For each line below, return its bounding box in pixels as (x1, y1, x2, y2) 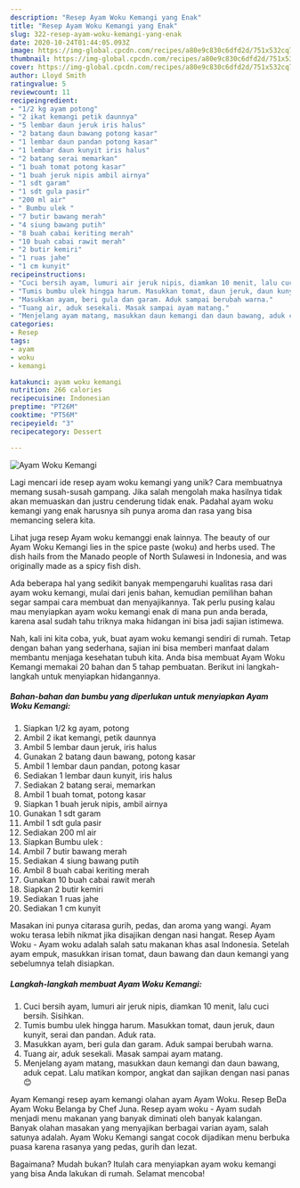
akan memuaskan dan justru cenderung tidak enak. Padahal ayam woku (10, 496, 274, 507)
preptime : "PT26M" (10, 402, 78, 411)
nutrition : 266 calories (10, 385, 102, 395)
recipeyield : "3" (10, 418, 75, 428)
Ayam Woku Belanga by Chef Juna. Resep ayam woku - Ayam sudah (10, 1103, 262, 1115)
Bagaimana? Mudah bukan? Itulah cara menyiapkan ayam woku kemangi (10, 1159, 277, 1169)
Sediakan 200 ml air (22, 827, 97, 838)
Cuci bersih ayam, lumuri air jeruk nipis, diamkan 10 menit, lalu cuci (22, 1001, 270, 1012)
